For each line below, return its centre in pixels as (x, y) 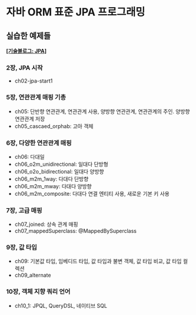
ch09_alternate (33, 275)
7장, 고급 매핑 (24, 210)
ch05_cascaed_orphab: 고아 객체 (54, 126)
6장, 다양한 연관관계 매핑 (39, 143)
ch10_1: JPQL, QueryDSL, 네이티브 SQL (61, 306)
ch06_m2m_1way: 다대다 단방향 (52, 179)
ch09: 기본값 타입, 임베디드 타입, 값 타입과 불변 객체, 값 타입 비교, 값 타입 (98, 261)
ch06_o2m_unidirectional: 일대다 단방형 (62, 164)
